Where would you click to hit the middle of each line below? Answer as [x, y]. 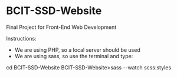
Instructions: [21, 38]
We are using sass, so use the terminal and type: [74, 56]
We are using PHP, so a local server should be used [77, 50]
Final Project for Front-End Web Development [61, 27]
